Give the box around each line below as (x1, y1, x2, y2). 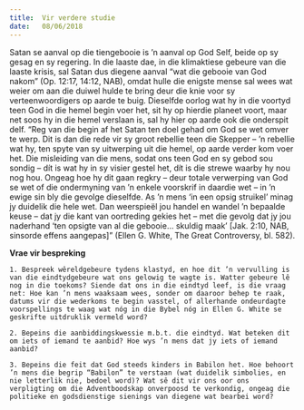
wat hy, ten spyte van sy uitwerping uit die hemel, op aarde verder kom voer (9, 142, 294, 154)
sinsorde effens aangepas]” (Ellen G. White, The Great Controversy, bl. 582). (9, 229, 296, 240)
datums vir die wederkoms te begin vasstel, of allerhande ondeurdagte (9, 297, 286, 306)
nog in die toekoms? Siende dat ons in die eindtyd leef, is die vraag (9, 280, 286, 290)
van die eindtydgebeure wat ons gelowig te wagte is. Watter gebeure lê (9, 273, 290, 282)
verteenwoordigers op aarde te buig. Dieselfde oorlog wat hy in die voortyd (9, 94, 291, 105)
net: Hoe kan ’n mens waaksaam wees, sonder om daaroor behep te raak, (9, 288, 286, 298)
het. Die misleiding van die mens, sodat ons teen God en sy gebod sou (9, 152, 274, 163)
